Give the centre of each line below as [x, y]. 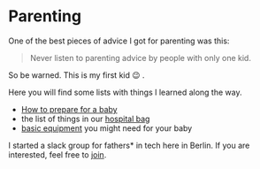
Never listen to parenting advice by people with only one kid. [140, 58]
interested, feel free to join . [57, 154]
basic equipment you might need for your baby [107, 128]
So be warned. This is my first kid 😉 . [76, 75]
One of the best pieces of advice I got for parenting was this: [119, 41]
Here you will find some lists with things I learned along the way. [125, 92]
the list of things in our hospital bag [85, 119]
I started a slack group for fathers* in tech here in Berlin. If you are [129, 145]
